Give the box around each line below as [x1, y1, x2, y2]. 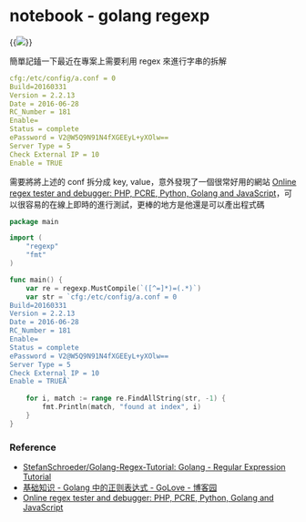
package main [9, 217, 59, 226]
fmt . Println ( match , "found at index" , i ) [42, 403, 202, 412]
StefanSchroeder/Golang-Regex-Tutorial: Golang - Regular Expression [22, 461, 286, 472]
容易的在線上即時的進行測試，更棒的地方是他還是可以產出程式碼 [25, 199, 265, 210]
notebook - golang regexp [9, 5, 210, 26]
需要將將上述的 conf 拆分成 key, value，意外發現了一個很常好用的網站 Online [9, 176, 297, 187]
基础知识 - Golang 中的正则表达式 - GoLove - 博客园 [22, 482, 218, 493]
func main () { [9, 275, 64, 284]
